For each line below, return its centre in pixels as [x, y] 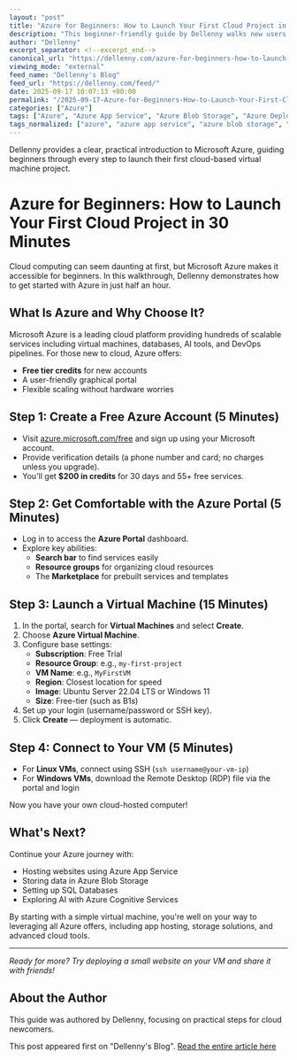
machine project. [40, 168]
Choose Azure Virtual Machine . [80, 635]
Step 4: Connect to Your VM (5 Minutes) [122, 748]
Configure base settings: [67, 645]
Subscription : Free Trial [79, 654]
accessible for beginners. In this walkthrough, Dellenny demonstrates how [144, 275]
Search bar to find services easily [97, 558]
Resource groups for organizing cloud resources [124, 567]
